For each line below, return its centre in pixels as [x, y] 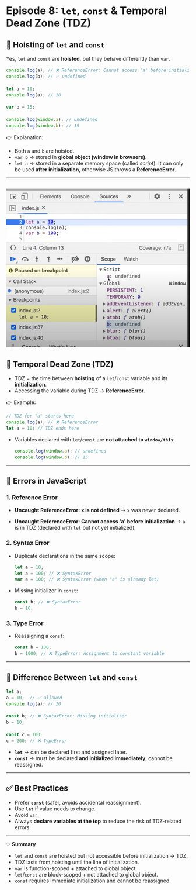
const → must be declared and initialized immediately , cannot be [94, 758]
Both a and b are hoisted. [44, 151]
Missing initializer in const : [46, 591]
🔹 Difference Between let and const [72, 677]
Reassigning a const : [39, 636]
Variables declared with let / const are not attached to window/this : [94, 439]
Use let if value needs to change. [55, 809]
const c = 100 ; [24, 735]
